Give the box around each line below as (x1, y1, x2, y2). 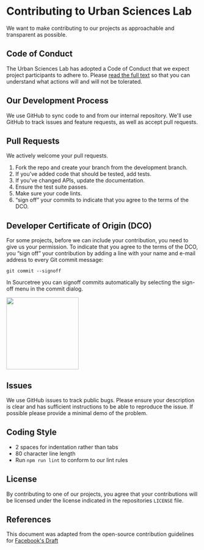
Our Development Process (6, 96, 109, 106)
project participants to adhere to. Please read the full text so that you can (6, 71, 191, 79)
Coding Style (6, 427, 57, 438)
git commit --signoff (6, 268, 62, 274)
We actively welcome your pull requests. (6, 152, 109, 159)
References (6, 515, 51, 525)
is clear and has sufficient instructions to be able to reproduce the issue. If (6, 403, 194, 410)
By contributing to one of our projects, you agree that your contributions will (6, 490, 198, 498)
